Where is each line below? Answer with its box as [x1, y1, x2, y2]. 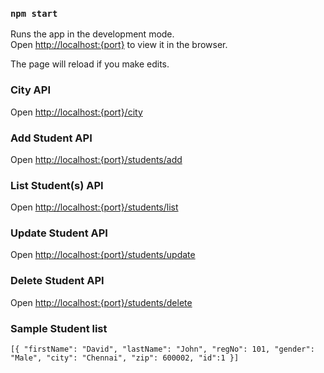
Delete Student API [10, 274, 105, 288]
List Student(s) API [10, 178, 104, 192]
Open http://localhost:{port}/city [10, 106, 143, 118]
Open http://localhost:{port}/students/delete [10, 296, 193, 308]
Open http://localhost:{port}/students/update [10, 249, 196, 261]
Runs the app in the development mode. [10, 28, 175, 40]
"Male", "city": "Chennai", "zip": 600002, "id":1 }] [10, 353, 240, 363]
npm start [10, 8, 58, 19]
